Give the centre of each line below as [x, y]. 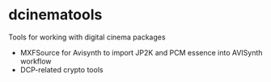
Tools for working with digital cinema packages [87, 37]
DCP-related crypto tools [61, 69]
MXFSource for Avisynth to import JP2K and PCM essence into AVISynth [141, 52]
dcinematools [55, 15]
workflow [36, 61]
